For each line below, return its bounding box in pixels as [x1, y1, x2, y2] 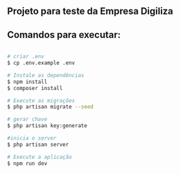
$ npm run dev [7, 160, 48, 167]
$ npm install [7, 78, 48, 85]
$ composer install [7, 85, 63, 91]
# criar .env [7, 53, 45, 61]
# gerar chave [7, 116, 48, 123]
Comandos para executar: [7, 29, 122, 41]
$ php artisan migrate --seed [7, 103, 94, 111]
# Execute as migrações [7, 97, 76, 104]
